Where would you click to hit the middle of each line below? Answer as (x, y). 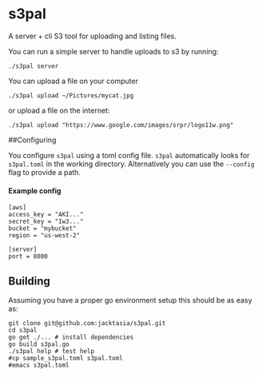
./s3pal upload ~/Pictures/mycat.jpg (71, 95)
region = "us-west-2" (44, 236)
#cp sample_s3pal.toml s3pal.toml (66, 358)
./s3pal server (34, 66)
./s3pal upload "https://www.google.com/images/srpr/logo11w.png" (121, 125)
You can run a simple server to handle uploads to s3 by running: (113, 51)
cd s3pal (23, 330)
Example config (35, 190)
